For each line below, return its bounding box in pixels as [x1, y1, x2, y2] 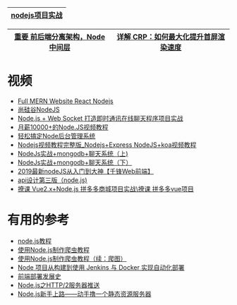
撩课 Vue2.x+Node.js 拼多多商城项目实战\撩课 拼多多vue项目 [17, 184, 194, 193]
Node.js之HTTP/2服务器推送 [17, 280, 100, 289]
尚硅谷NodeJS [17, 105, 60, 114]
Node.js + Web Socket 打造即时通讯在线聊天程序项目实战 [17, 114, 183, 122]
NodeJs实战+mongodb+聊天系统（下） [17, 158, 133, 167]
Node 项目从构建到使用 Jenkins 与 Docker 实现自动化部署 [17, 263, 185, 271]
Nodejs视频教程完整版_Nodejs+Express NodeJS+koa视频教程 [17, 140, 197, 149]
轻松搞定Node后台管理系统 [17, 131, 96, 140]
